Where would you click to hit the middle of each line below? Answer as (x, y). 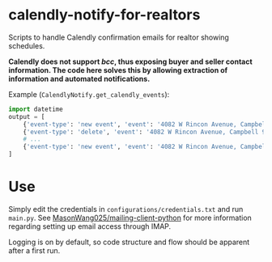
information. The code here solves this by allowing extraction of (118, 70)
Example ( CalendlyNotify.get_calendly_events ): (89, 94)
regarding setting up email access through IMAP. (90, 226)
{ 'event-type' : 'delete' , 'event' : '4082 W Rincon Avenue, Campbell (141, 132)
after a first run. (34, 251)
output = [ (27, 116)
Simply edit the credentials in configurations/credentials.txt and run (126, 209)
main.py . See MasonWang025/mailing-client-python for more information (130, 218)
